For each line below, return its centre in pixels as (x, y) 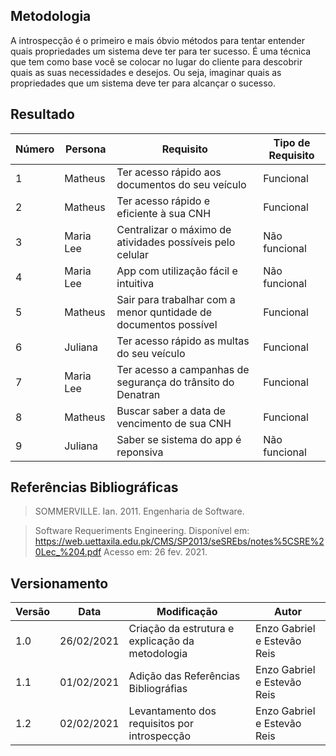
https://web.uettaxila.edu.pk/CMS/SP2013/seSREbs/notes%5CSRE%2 (179, 541)
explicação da (161, 641)
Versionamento (59, 583)
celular (132, 254)
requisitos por (161, 724)
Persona (86, 149)
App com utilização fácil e (177, 271)
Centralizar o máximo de (174, 229)
